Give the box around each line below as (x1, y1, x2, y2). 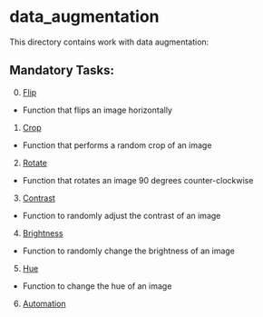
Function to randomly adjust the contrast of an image (22, 210, 221, 221)
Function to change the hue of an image (22, 280, 172, 292)
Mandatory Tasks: (9, 63, 115, 78)
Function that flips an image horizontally (22, 104, 172, 115)
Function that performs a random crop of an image (22, 139, 212, 151)
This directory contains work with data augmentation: (9, 36, 209, 47)
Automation (22, 298, 66, 309)
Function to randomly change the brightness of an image (22, 245, 236, 256)
